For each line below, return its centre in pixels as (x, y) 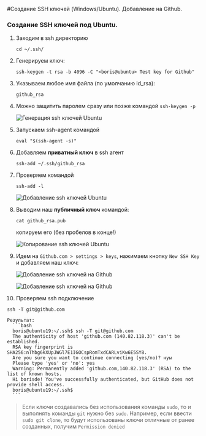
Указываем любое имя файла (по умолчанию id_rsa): (85, 84)
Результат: (21, 321)
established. (24, 342)
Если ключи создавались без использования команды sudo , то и (106, 407)
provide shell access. (36, 385)
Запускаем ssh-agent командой (58, 130)
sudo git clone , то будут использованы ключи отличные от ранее (108, 420)
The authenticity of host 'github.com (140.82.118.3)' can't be (96, 337)
